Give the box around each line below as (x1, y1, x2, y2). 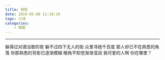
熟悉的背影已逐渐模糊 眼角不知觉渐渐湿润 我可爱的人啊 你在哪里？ (19, 50, 152, 56)
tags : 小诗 (5, 16, 26, 21)
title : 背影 (5, 7, 28, 12)
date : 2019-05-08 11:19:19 (5, 12, 60, 17)
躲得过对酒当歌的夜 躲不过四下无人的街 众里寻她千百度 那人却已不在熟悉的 (5, 44, 155, 50)
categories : (5, 20, 29, 26)
